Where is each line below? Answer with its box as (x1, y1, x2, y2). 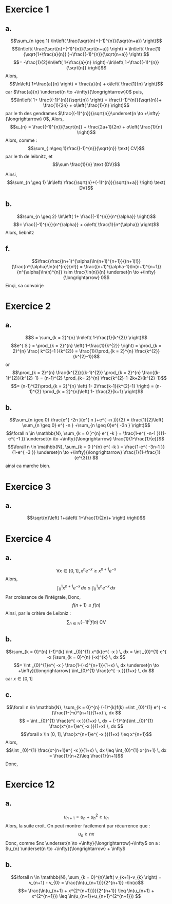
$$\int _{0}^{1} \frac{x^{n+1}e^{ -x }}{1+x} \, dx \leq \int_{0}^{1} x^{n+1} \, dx (6, 747, 167, 753)
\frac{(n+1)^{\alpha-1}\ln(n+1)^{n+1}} (84, 263, 162, 269)
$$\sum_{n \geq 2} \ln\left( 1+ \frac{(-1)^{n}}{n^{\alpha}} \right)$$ (16, 213, 156, 219)
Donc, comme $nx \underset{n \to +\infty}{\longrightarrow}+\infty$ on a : (5, 840, 161, 846)
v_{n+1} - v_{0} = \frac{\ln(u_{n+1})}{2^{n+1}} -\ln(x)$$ (29, 879, 144, 885)
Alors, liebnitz (5, 229, 34, 235)
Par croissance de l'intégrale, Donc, (5, 594, 81, 600)
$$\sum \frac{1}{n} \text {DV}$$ (52, 161, 121, 168)
